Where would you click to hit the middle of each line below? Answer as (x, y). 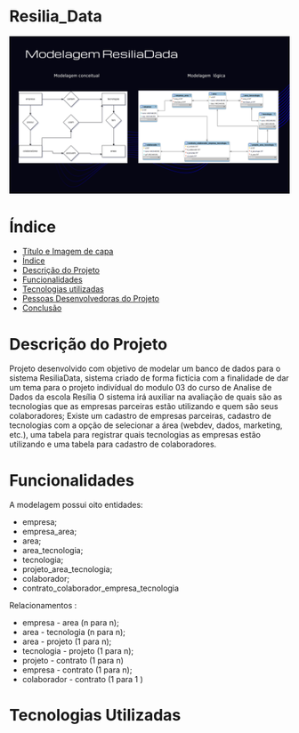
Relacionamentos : (43, 606)
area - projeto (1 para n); (67, 641)
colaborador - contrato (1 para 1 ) (83, 680)
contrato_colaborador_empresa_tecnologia (101, 588)
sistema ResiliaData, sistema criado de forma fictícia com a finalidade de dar (149, 378)
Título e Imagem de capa (68, 252)
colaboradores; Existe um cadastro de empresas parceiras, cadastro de (140, 416)
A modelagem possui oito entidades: (77, 505)
